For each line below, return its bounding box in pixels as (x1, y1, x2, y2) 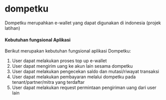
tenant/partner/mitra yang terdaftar (12, 79, 85, 85)
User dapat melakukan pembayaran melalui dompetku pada (12, 74, 136, 80)
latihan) (5, 25, 21, 31)
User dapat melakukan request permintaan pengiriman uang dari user (12, 84, 157, 91)
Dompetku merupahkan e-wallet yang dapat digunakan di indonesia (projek (5, 20, 161, 26)
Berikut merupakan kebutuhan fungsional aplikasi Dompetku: (5, 48, 131, 54)
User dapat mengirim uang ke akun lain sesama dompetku (12, 63, 133, 69)
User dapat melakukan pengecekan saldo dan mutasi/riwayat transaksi (12, 69, 159, 75)
